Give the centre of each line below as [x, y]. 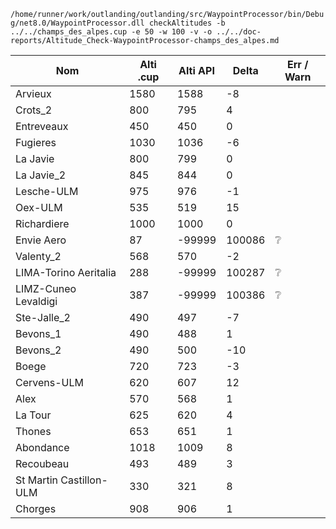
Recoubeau [42, 463]
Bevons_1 [38, 333]
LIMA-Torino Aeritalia [66, 272]
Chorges [36, 508]
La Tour [33, 415]
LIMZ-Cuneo [46, 288]
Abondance [42, 447]
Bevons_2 [38, 350]
